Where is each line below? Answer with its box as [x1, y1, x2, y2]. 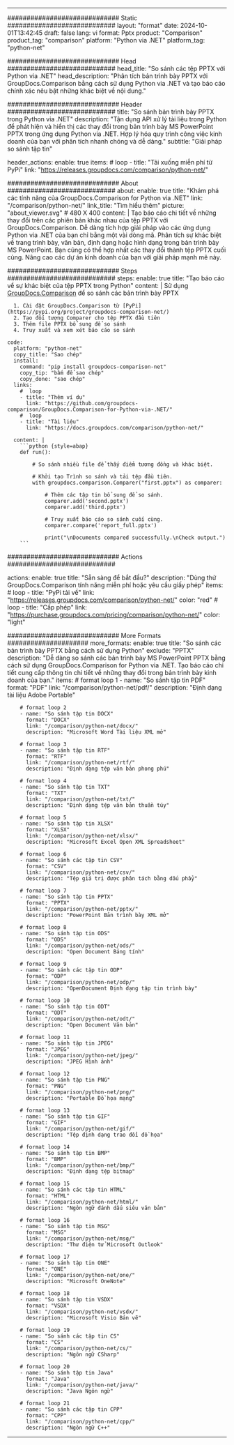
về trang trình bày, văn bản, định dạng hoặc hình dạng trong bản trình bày [7, 239, 219, 246]
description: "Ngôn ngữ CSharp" [25, 1351, 120, 1358]
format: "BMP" [25, 1156, 68, 1163]
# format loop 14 [19, 1144, 70, 1151]
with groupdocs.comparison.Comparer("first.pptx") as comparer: [32, 479, 223, 486]
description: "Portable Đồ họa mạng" [25, 1095, 136, 1102]
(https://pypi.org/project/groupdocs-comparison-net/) [7, 308, 170, 315]
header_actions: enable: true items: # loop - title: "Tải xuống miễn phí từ [7, 158, 213, 166]
